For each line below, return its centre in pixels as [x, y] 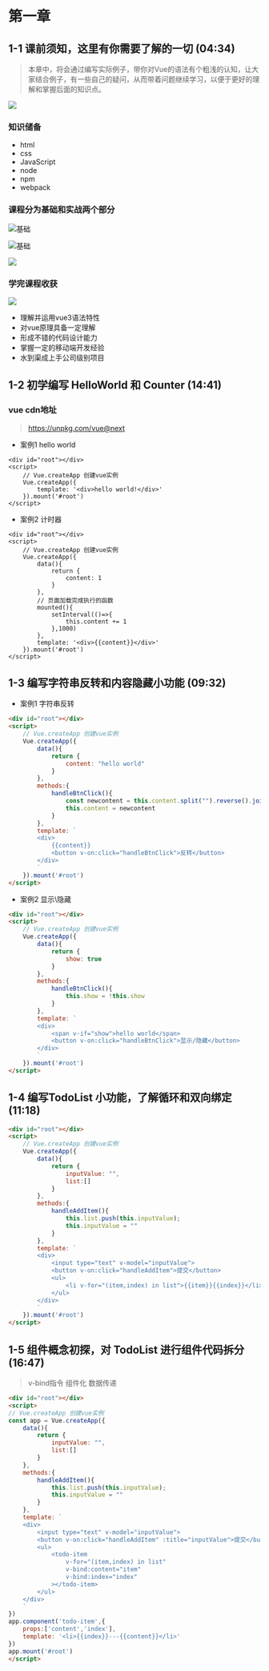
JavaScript [38, 162]
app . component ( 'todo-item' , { [57, 1622]
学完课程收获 [33, 284]
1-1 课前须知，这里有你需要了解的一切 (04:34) [122, 48]
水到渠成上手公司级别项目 [62, 357]
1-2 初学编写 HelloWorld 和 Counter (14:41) [115, 385]
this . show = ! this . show [105, 997]
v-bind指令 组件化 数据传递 [72, 1383]
